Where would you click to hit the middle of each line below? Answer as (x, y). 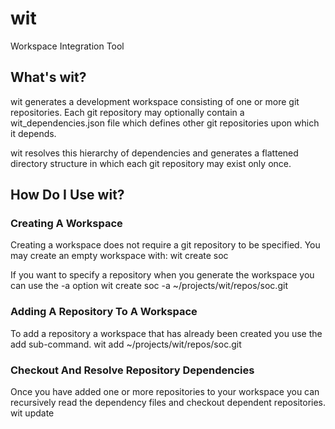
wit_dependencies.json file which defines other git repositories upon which (165, 123)
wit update (32, 413)
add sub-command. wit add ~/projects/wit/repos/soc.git (126, 344)
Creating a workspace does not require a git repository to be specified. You (165, 245)
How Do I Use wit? (67, 195)
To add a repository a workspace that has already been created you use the (166, 333)
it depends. (33, 133)
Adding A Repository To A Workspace (104, 312)
